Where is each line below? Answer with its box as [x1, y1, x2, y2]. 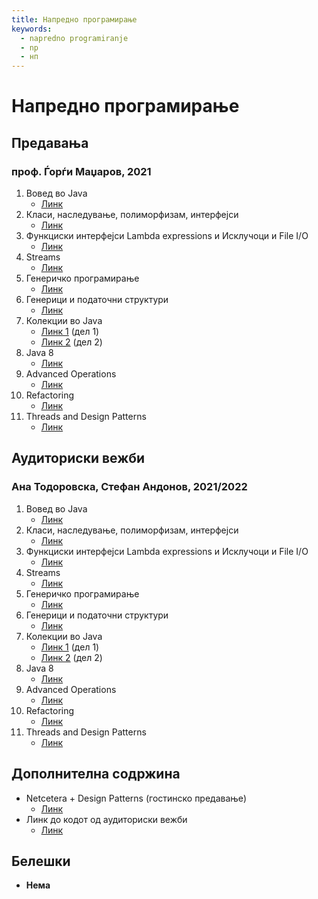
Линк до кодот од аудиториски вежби [25, 813, 188, 825]
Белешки [11, 852, 71, 870]
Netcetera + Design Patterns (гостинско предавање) [25, 792, 248, 804]
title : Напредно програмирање [11, 14, 138, 25]
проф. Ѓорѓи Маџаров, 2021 [11, 164, 152, 178]
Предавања [11, 134, 89, 151]
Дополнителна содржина [11, 766, 181, 783]
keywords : [11, 24, 53, 34]
